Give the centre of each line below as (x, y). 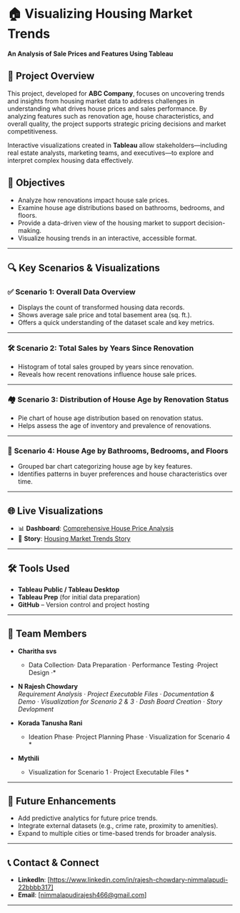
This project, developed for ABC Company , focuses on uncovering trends (116, 93)
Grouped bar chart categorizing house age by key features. (105, 467)
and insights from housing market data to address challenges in (101, 101)
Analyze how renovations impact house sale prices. (94, 200)
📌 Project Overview (51, 76)
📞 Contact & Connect (54, 863)
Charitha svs (37, 651)
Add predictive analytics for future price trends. (88, 818)
